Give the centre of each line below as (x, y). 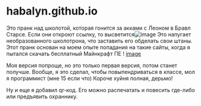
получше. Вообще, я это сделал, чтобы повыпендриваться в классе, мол (101, 71)
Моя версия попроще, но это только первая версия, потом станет (92, 65)
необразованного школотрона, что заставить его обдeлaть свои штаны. (100, 41)
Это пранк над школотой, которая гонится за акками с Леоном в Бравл (99, 28)
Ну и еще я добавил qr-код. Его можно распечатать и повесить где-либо (101, 90)
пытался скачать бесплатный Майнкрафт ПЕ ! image (74, 53)
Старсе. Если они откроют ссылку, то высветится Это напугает (99, 34)
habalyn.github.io (52, 11)
